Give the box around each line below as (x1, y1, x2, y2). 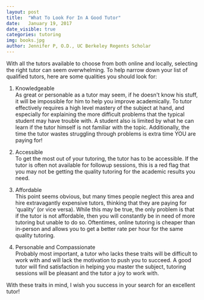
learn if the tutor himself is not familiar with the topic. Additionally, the (15, 123, 190, 131)
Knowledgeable (15, 84, 55, 92)
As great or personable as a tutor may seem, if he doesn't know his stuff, (15, 91, 198, 98)
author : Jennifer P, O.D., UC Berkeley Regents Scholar (6, 43, 151, 49)
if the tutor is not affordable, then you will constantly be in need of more (15, 212, 195, 219)
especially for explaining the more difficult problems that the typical (15, 111, 185, 118)
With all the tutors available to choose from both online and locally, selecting (6, 59, 198, 67)
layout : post (6, 9, 40, 15)
